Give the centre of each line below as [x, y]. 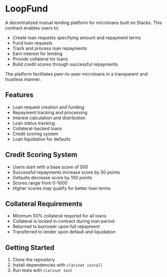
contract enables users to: [32, 28]
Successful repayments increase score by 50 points [66, 172]
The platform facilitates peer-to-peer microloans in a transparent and [76, 74]
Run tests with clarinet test [42, 270]
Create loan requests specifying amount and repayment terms [77, 38]
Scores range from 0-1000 [40, 183]
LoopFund [27, 9]
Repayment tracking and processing [50, 112]
